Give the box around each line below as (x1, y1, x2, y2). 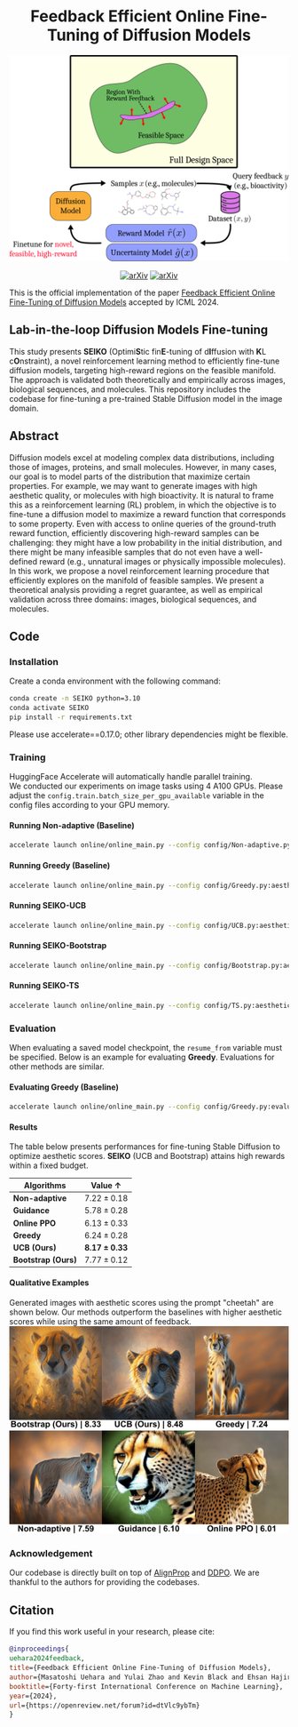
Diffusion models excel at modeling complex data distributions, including (9, 452, 275, 463)
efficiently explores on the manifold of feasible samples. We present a (9, 575, 264, 586)
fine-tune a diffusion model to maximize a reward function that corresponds (9, 508, 286, 519)
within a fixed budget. (9, 1160, 89, 1171)
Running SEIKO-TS (9, 980, 80, 991)
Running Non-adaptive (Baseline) (9, 820, 135, 830)
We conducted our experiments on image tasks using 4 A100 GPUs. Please (9, 780, 284, 792)
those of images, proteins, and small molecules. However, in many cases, (9, 461, 278, 472)
